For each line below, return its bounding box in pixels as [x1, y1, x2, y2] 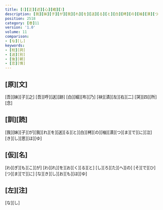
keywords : [5, 43, 25, 48]
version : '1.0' [5, 25, 36, 30]
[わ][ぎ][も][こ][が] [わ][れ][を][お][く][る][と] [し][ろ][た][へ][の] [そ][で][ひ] [5, 165, 156, 170]
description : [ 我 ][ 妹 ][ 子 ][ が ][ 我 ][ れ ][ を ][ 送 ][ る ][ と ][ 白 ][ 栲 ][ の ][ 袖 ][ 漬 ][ [5, 12, 155, 16]
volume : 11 [5, 30, 27, 34]
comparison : [5, 34, 29, 39]
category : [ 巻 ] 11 [5, 20, 40, 26]
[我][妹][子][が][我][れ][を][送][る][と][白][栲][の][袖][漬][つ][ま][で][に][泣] [5, 129, 152, 135]
